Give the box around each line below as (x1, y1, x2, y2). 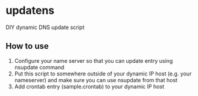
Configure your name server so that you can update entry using (14, 57, 173, 64)
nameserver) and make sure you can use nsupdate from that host (14, 76, 177, 83)
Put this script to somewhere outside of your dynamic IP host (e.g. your (14, 70, 192, 77)
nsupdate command (14, 63, 65, 71)
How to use (5, 41, 49, 51)
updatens (5, 4, 55, 18)
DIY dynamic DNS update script (5, 24, 85, 31)
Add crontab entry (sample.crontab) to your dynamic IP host (14, 83, 164, 90)
